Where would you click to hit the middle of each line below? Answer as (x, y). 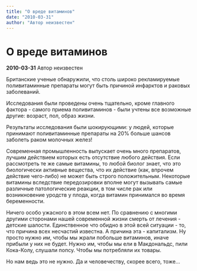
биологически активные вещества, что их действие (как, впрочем (90, 170)
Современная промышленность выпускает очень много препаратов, (93, 151)
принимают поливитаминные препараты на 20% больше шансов (88, 134)
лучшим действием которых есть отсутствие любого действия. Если (93, 157)
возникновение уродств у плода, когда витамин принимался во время (96, 195)
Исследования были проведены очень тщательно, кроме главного (91, 103)
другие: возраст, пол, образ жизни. (51, 116)
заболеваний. (23, 92)
